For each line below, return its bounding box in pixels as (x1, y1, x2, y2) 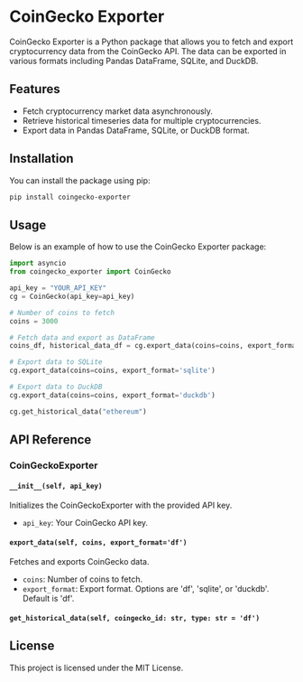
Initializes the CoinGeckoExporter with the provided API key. (9, 500, 233, 511)
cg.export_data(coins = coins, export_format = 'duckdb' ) (9, 390, 216, 399)
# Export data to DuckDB (9, 382, 103, 391)
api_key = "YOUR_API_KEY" (9, 284, 106, 293)
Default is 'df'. (22, 593, 75, 604)
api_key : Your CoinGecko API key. (22, 518, 149, 528)
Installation (9, 151, 74, 166)
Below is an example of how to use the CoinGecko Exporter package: (9, 241, 267, 252)
